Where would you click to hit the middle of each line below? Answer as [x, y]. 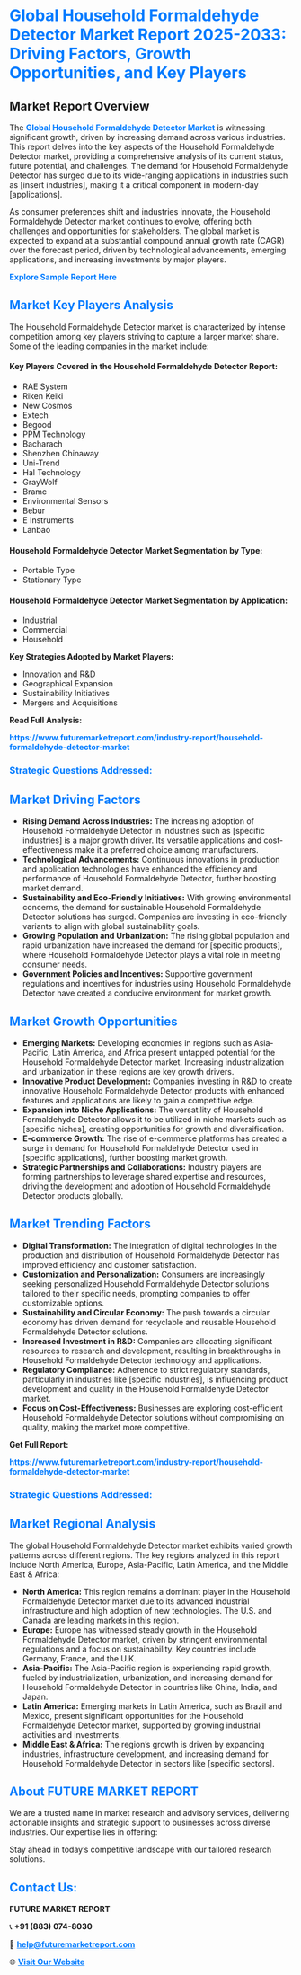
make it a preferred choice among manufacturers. [167, 850]
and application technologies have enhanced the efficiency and [140, 869]
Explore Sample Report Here [63, 277]
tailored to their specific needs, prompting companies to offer [136, 1293]
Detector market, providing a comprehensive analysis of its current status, [146, 156]
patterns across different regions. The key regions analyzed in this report [145, 1554]
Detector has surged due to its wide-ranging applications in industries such [149, 175]
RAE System [45, 386]
